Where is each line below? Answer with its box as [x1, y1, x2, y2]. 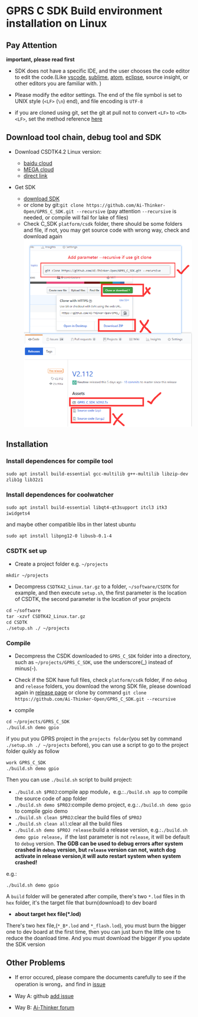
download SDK [23, 195, 60, 202]
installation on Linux [6, 17, 107, 30]
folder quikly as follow [6, 748, 60, 755]
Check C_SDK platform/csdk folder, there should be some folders [23, 220, 183, 227]
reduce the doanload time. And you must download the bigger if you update [6, 934, 190, 941]
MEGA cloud [23, 165, 54, 173]
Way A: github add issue [14, 992, 74, 999]
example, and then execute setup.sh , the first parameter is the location [14, 589, 187, 596]
